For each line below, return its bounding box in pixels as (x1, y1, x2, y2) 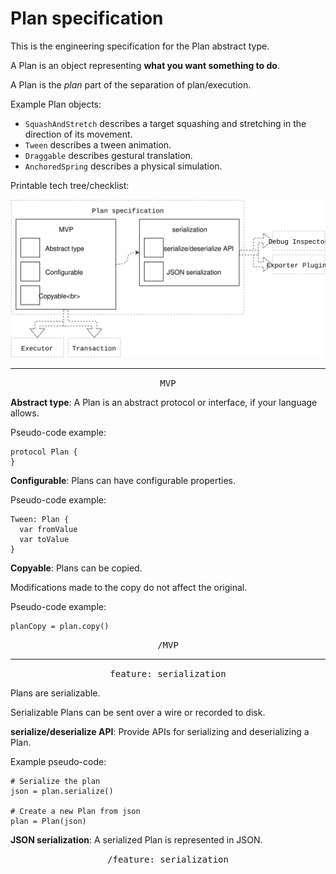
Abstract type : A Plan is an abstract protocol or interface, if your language (10, 396, 318, 408)
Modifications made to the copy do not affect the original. (10, 581, 248, 593)
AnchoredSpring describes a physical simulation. (24, 160, 223, 172)
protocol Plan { (10, 447, 78, 457)
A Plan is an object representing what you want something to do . (10, 59, 280, 71)
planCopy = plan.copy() (10, 621, 110, 631)
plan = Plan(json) (10, 816, 87, 826)
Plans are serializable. (10, 687, 101, 699)
